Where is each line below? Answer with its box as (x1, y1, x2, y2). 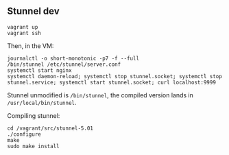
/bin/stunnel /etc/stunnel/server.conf (7, 61, 121, 68)
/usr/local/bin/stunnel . (7, 98, 77, 106)
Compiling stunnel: (7, 111, 60, 119)
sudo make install (7, 143, 60, 150)
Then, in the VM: (7, 41, 54, 50)
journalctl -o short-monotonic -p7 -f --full (7, 55, 139, 62)
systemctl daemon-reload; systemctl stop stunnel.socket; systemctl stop (7, 73, 223, 80)
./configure (7, 130, 41, 138)
